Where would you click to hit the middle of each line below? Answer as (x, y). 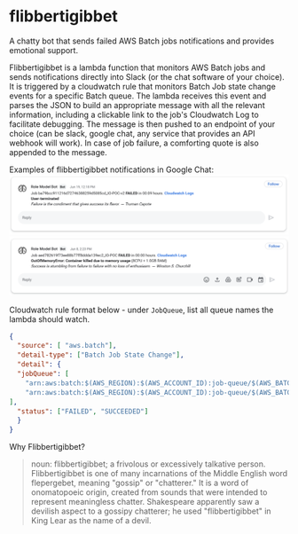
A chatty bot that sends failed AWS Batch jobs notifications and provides (142, 41)
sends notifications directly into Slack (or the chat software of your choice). (147, 76)
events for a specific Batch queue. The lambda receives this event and (138, 96)
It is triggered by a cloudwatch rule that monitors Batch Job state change (143, 86)
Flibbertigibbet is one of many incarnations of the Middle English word (159, 474)
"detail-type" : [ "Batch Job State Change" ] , (101, 355)
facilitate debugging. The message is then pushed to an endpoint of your (142, 124)
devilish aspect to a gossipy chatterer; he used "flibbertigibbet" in (151, 511)
